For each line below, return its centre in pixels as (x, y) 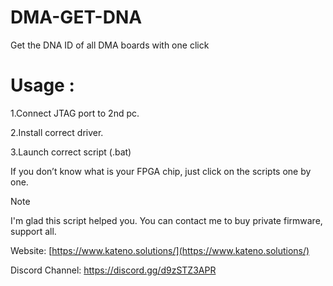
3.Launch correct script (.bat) (71, 152)
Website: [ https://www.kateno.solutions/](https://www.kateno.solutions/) (160, 250)
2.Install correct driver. (57, 132)
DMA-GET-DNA (76, 17)
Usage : (42, 85)
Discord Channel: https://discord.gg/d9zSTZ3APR (113, 270)
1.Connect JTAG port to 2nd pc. (75, 113)
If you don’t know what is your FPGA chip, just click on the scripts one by (161, 171)
